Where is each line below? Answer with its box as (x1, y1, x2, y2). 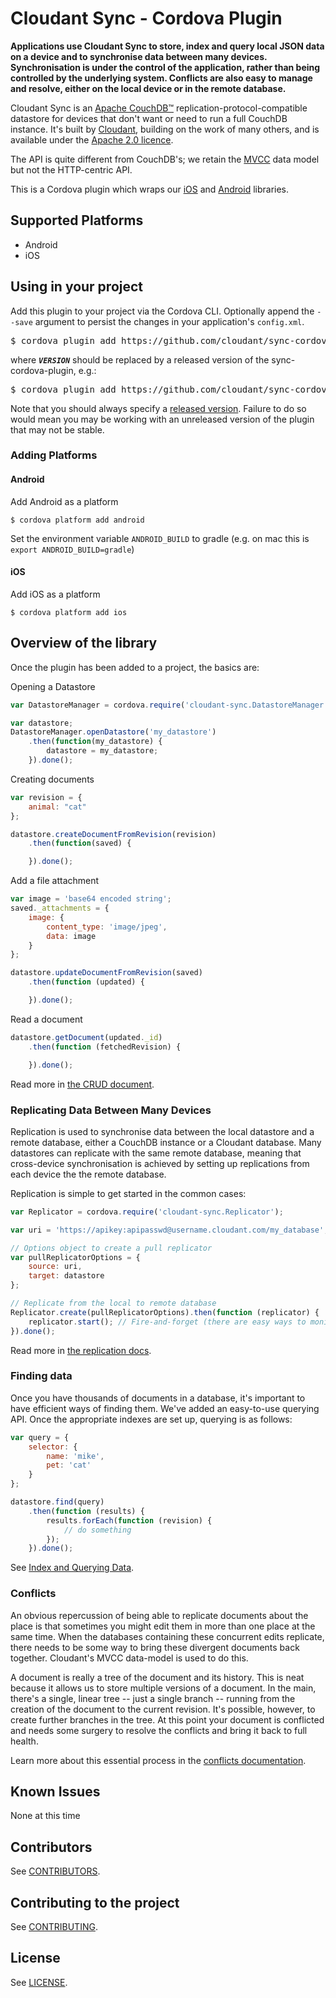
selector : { (28, 1442, 78, 1452)
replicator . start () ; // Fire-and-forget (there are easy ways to (28, 1317, 307, 1327)
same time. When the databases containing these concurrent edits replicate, (10, 1630, 325, 1642)
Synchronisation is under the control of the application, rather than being (10, 61, 321, 73)
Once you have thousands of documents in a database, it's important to (10, 1392, 306, 1404)
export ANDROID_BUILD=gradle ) (10, 543, 135, 555)
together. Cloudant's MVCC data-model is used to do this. (10, 1652, 249, 1664)
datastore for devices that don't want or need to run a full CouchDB (10, 112, 288, 124)
